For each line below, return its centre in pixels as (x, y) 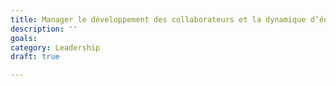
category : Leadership (55, 47)
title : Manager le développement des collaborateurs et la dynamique (158, 19)
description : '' (44, 29)
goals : (24, 38)
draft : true (35, 57)
